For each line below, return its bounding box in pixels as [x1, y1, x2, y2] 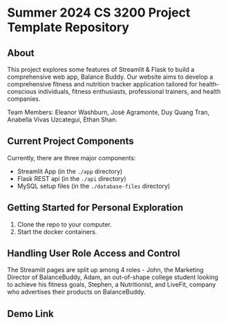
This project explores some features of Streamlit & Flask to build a [7, 66, 195, 73]
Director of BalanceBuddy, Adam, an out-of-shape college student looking [7, 273, 219, 281]
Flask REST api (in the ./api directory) [17, 174, 126, 182]
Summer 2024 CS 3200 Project [7, 5, 191, 21]
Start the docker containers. [17, 227, 97, 236]
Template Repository [7, 19, 130, 35]
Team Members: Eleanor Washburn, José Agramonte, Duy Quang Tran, [7, 108, 210, 116]
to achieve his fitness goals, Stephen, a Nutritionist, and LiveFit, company [7, 280, 216, 289]
